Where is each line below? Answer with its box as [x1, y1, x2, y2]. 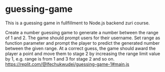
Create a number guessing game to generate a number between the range [5, 29, 158, 35]
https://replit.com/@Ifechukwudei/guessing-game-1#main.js [5, 61, 129, 67]
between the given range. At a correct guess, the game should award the [5, 45, 156, 51]
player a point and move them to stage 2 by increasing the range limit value [5, 51, 160, 57]
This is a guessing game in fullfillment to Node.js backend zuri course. [5, 20, 150, 26]
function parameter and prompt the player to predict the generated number [5, 40, 160, 46]
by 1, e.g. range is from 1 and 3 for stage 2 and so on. [5, 56, 115, 62]
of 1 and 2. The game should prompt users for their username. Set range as [5, 35, 160, 41]
